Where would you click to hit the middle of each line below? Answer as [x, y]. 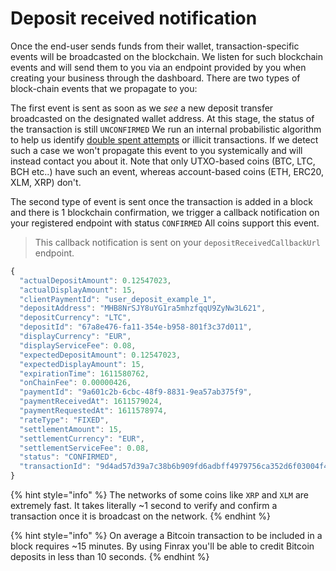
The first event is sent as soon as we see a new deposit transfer [142, 108]
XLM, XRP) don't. [46, 182]
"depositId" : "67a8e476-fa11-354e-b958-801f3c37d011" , [136, 327]
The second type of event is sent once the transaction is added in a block [161, 201]
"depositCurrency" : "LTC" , [75, 318]
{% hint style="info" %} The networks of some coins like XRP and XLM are [159, 495]
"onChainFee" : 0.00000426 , [75, 383]
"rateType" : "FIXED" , [64, 420]
